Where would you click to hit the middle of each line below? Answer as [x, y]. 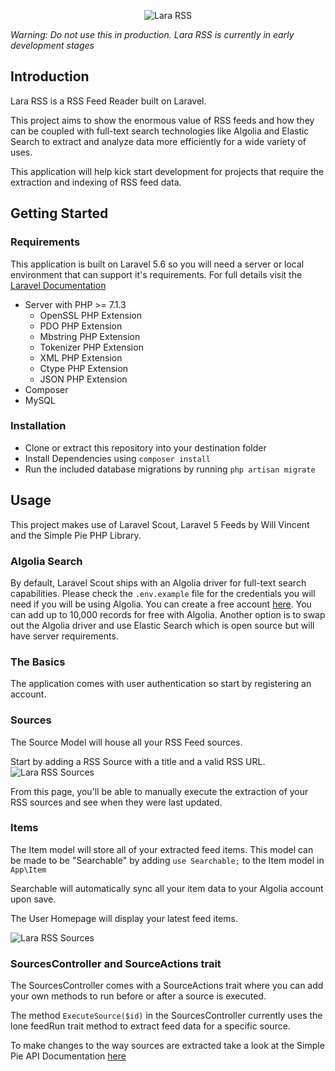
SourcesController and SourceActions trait [116, 963]
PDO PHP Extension [81, 326]
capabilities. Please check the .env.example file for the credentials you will [163, 593]
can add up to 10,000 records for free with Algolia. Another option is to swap [168, 614]
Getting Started [59, 213]
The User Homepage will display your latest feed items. [124, 918]
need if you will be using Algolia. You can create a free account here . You [161, 604]
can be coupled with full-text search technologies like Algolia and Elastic [160, 131]
